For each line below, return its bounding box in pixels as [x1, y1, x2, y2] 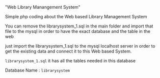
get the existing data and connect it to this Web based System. [5, 49, 132, 54]
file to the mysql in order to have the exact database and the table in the [5, 28, 151, 34]
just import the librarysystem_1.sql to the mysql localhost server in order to [5, 43, 156, 49]
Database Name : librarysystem [5, 67, 70, 73]
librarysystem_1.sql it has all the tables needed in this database [5, 58, 136, 63]
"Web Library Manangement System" [5, 4, 81, 10]
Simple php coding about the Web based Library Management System [5, 14, 147, 19]
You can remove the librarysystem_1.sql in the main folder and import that [5, 23, 154, 29]
